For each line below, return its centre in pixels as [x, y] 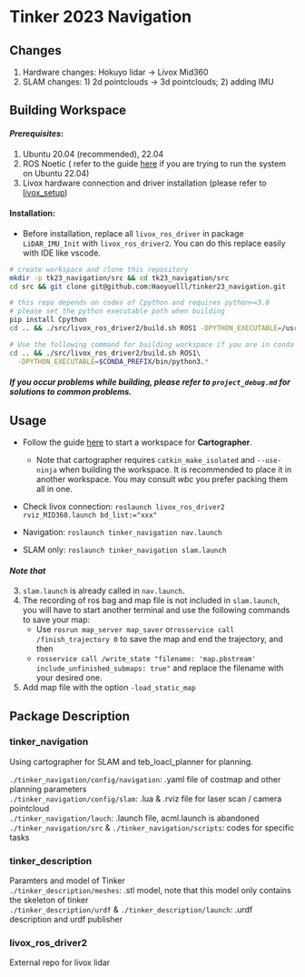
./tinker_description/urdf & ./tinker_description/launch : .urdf [131, 910]
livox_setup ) [45, 192]
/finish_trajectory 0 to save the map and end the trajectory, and [159, 640]
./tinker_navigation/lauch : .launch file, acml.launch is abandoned [135, 818]
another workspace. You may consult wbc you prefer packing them [162, 478]
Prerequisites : [37, 133]
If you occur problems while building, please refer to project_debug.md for [150, 382]
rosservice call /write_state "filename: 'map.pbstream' [146, 660]
